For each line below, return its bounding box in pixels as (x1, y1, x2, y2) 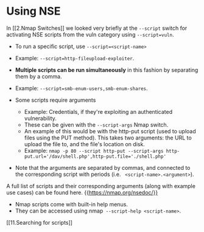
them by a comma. (15, 72, 62, 80)
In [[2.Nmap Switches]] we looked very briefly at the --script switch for (6, 24, 188, 32)
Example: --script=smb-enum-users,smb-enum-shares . (15, 84, 148, 92)
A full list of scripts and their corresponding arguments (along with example (6, 182, 196, 189)
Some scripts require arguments (15, 96, 96, 104)
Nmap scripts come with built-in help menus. (15, 200, 128, 208)
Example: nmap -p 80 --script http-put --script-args (24, 147, 164, 154)
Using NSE (6, 4, 61, 18)
